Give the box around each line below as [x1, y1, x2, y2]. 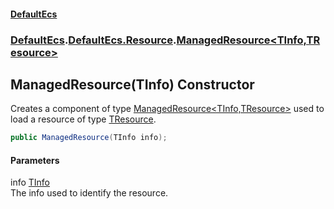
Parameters [10, 154, 60, 166]
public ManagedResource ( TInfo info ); [10, 133, 168, 143]
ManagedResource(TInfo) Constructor [10, 76, 255, 93]
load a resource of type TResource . [10, 113, 157, 125]
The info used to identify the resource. [10, 187, 169, 199]
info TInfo [10, 176, 50, 189]
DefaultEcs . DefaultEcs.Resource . [10, 33, 177, 47]
